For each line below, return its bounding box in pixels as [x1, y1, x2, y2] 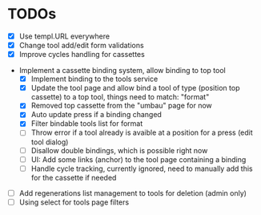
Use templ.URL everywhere [18, 31, 110, 41]
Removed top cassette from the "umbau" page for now [30, 101, 213, 111]
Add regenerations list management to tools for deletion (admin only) [18, 188, 247, 197]
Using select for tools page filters [18, 197, 130, 207]
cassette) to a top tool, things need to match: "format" [30, 92, 210, 102]
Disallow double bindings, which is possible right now [30, 145, 208, 155]
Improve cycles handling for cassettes [18, 50, 145, 59]
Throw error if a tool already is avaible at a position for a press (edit [30, 128, 253, 137]
